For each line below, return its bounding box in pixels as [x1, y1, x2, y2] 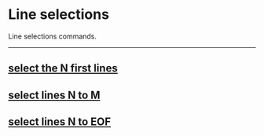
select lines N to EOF [8, 116, 112, 129]
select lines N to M [8, 88, 101, 101]
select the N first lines [8, 61, 118, 75]
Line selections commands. [8, 31, 97, 41]
